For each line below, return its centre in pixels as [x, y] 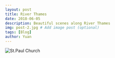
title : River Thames [26, 14]
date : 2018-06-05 [23, 19]
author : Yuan [18, 37]
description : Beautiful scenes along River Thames [58, 23]
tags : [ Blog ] [18, 32]
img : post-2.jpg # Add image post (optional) [52, 28]
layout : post [18, 10]
